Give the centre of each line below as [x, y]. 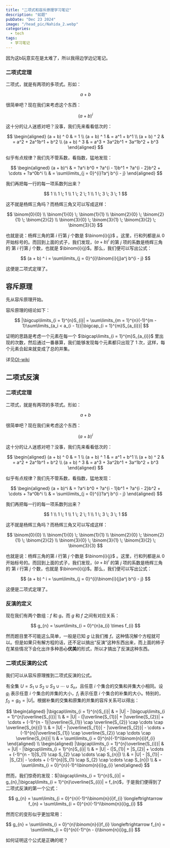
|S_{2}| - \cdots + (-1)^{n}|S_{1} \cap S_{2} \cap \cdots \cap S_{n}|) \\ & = [86, 760]
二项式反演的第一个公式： [32, 788]
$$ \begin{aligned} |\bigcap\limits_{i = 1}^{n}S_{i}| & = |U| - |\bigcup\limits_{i [86, 711]
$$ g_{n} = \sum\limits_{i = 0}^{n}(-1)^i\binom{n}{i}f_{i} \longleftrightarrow [86, 798]
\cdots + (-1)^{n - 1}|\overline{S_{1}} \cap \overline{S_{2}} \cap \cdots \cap [86, 722]
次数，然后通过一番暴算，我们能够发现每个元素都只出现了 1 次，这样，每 [90, 343]
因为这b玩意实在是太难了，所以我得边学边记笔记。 [58, 58]
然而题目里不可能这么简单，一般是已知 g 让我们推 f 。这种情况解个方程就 [81, 636]
